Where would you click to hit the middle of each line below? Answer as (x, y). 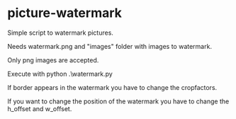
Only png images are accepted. (53, 60)
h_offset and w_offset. (40, 108)
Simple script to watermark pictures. (60, 33)
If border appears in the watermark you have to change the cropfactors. (112, 87)
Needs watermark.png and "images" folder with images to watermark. (110, 46)
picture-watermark (65, 13)
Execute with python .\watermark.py (60, 74)
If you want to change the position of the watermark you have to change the (118, 101)
